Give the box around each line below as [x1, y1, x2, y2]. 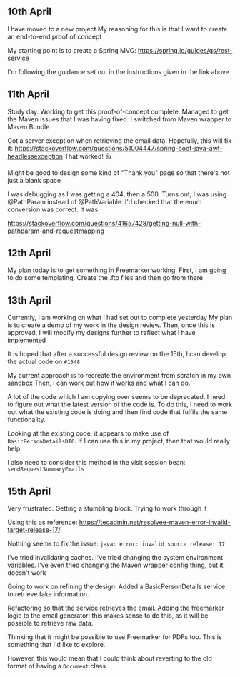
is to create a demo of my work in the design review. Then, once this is [7, 321, 216, 329]
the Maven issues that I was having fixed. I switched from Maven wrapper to [7, 114, 232, 124]
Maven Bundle [7, 122, 50, 131]
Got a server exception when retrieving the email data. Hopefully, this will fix [7, 136, 232, 145]
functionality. [7, 416, 46, 424]
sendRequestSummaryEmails [7, 466, 84, 473]
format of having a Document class [7, 662, 106, 671]
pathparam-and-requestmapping [7, 226, 105, 235]
